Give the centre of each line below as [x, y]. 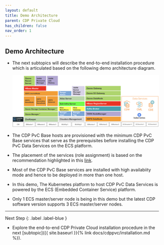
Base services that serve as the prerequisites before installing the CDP [83, 141]
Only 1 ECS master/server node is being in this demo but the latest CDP [84, 199]
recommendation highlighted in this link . [52, 160]
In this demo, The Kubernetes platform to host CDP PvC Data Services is [85, 185]
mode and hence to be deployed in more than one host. [68, 175]
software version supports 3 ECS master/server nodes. [67, 204]
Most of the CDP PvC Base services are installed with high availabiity [82, 170]
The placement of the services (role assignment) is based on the [77, 155]
